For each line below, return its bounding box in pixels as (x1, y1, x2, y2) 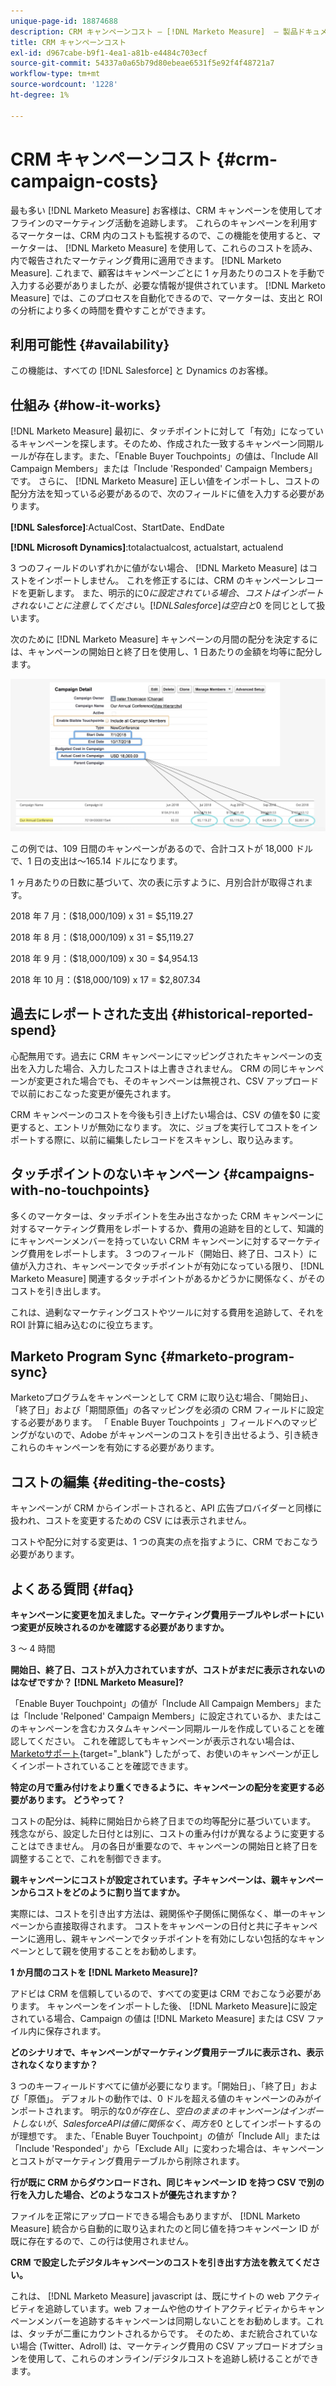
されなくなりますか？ (10, 2059, 98, 2071)
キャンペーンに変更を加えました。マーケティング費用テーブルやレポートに (10, 1609, 316, 1621)
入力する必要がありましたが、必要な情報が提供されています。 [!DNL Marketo (10, 279, 326, 291)
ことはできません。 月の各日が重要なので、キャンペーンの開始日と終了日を (10, 1840, 319, 1852)
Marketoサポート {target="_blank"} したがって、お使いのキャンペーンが (10, 1748, 302, 1760)
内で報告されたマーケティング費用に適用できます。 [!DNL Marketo (10, 254, 282, 266)
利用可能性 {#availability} (10, 336, 170, 353)
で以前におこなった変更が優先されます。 (10, 1087, 177, 1099)
